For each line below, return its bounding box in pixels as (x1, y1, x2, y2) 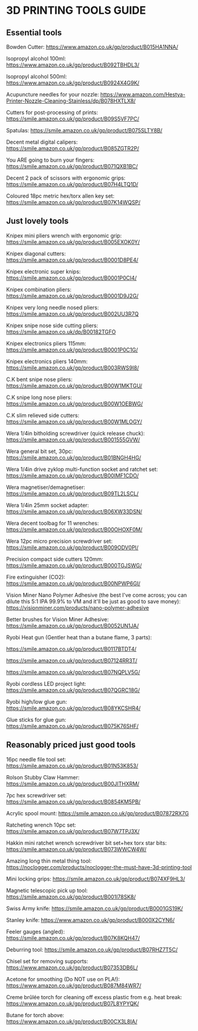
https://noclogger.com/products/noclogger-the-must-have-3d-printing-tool (6, 863, 192, 870)
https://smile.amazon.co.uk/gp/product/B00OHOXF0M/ (6, 525, 143, 533)
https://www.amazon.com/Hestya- (100, 91, 186, 98)
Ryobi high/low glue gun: (6, 698, 67, 705)
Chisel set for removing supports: (6, 957, 88, 965)
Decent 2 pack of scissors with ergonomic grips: (6, 174, 126, 182)
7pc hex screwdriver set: (6, 791, 67, 799)
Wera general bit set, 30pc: (6, 448, 73, 455)
